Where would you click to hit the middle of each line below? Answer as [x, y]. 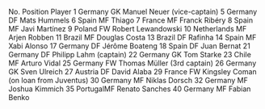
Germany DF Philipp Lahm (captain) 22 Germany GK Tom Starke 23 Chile [130, 55]
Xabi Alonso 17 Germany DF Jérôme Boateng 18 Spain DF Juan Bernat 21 [129, 46]
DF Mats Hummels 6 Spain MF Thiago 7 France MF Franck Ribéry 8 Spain [130, 20]
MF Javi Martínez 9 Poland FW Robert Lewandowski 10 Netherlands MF [128, 29]
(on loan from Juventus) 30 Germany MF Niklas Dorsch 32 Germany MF [128, 80]
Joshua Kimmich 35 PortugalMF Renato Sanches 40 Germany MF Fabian [130, 89]
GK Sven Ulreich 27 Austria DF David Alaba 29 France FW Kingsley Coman [132, 71]
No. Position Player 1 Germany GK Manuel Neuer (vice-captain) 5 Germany [133, 12]
